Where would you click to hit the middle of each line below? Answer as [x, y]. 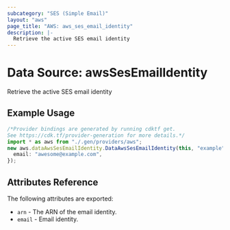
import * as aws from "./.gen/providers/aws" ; [75, 142]
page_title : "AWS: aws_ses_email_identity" [70, 26]
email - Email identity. [48, 219]
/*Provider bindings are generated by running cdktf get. [91, 129]
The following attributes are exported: [60, 199]
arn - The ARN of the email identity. [67, 212]
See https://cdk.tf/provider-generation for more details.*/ [96, 135]
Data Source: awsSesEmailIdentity [107, 73]
